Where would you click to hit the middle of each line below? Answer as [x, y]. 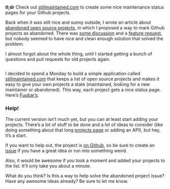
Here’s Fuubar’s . [22, 95]
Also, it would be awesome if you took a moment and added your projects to [85, 161]
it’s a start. [16, 136]
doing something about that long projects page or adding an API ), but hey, [83, 130]
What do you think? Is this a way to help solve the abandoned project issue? [85, 176]
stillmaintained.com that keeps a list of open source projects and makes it [82, 79]
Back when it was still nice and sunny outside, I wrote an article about [78, 22]
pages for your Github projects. [38, 12]
